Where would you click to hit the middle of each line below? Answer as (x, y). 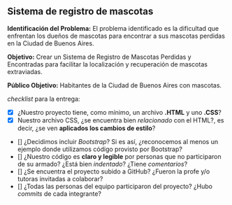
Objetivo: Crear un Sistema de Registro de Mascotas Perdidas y (99, 57)
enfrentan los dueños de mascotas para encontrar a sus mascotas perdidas (116, 36)
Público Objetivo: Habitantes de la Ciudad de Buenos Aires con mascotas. (115, 85)
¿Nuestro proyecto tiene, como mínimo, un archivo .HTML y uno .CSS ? (119, 112)
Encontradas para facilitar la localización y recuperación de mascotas (108, 64)
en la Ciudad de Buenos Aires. (51, 43)
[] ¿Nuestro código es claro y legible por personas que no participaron (119, 156)
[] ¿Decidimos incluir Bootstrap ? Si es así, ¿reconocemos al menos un (118, 141)
